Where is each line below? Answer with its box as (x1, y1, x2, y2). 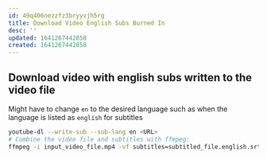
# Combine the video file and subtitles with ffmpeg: (8, 135, 191, 143)
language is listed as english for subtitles (8, 112, 143, 122)
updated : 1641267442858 (8, 33, 87, 42)
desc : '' (8, 26, 37, 34)
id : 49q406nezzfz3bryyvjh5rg (8, 11, 105, 20)
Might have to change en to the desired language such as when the (8, 104, 228, 114)
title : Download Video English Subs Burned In (8, 19, 165, 27)
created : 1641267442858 (8, 41, 87, 49)
